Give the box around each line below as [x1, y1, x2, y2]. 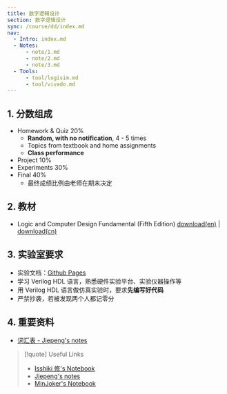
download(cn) [17, 227, 57, 235]
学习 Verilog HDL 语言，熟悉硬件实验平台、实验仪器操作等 [17, 277, 182, 285]
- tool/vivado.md [25, 81, 76, 88]
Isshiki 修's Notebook [34, 364, 95, 373]
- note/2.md [25, 55, 60, 62]
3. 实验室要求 [7, 249, 63, 261]
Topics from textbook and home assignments [27, 141, 157, 150]
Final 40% [17, 170, 47, 179]
